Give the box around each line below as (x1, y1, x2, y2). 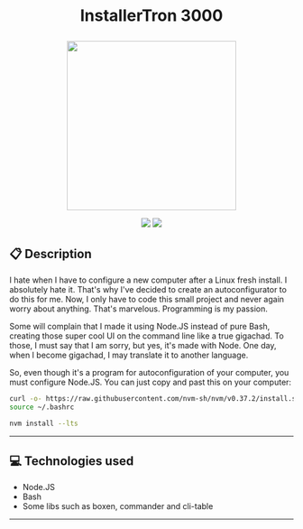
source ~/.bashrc (9, 403, 75, 412)
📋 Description (9, 246, 92, 262)
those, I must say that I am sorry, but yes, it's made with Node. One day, (9, 340, 277, 350)
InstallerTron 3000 (79, 5, 224, 26)
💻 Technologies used (9, 453, 134, 469)
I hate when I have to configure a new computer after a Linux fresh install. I (9, 274, 288, 285)
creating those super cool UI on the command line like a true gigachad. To (9, 330, 284, 341)
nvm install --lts (9, 419, 78, 428)
